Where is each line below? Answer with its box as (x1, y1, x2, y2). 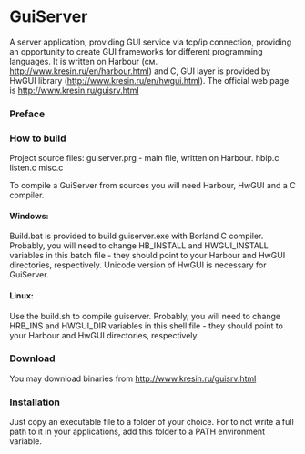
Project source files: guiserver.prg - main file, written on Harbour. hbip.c (9, 153, 280, 164)
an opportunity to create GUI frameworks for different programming (9, 45, 263, 56)
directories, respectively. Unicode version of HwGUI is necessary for (9, 259, 267, 270)
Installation (9, 396, 61, 409)
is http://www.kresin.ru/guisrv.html (9, 85, 139, 96)
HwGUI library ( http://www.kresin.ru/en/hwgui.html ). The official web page (9, 75, 290, 86)
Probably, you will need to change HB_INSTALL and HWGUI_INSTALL (9, 240, 269, 251)
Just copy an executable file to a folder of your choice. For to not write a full (9, 417, 294, 428)
